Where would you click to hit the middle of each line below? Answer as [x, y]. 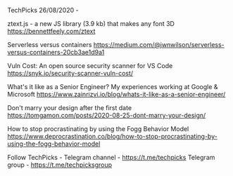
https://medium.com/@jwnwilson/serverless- [159, 45]
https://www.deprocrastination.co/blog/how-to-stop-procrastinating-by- [113, 136]
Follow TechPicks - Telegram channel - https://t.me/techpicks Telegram [111, 157]
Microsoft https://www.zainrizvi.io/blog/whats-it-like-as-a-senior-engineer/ [116, 94]
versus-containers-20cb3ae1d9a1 [56, 52]
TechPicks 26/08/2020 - [43, 10]
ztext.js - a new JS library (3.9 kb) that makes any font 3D [91, 23]
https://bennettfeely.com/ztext [51, 31]
